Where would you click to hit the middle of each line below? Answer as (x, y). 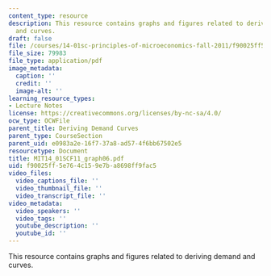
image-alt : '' (39, 91)
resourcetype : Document (48, 151)
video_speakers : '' (48, 211)
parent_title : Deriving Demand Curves (73, 128)
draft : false (30, 38)
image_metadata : (35, 69)
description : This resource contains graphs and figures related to (126, 23)
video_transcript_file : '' (61, 196)
